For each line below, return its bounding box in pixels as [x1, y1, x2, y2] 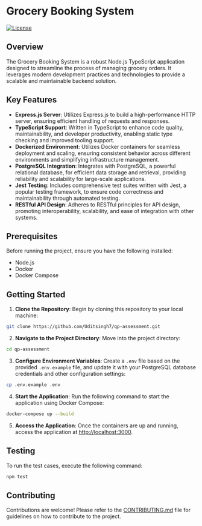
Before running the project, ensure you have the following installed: [6, 247, 173, 255]
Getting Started [6, 289, 66, 300]
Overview [6, 42, 44, 52]
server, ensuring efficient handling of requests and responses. [14, 117, 170, 125]
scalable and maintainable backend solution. [6, 77, 117, 84]
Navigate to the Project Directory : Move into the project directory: [14, 335, 181, 342]
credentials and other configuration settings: [14, 370, 126, 377]
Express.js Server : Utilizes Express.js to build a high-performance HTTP [14, 111, 196, 118]
